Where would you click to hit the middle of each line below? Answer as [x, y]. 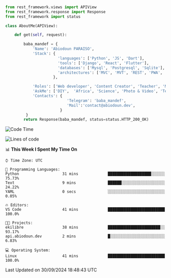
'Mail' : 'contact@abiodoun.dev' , [101, 105]
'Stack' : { [44, 54]
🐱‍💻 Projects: [19, 223]
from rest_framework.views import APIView [51, 7]
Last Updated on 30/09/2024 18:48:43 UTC [51, 270]
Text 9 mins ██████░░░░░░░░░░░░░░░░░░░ [85, 183]
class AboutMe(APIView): [32, 26]
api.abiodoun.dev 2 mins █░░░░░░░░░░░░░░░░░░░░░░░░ [85, 236]
